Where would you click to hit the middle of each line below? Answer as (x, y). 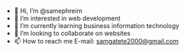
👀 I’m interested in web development (67, 18)
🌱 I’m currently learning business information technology (97, 26)
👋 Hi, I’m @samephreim (48, 11)
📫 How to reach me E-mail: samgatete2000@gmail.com (96, 41)
